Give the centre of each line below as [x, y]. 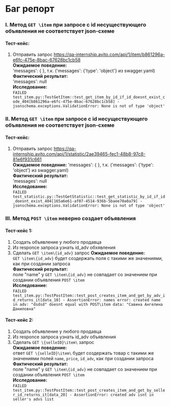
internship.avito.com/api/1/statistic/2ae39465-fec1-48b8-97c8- [79, 154]
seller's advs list [33, 399]
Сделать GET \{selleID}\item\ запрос [54, 342]
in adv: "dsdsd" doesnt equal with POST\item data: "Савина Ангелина [88, 304]
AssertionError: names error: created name [114, 300]
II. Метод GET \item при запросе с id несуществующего [77, 119]
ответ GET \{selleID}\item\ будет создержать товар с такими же [83, 353]
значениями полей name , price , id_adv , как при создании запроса [83, 358]
